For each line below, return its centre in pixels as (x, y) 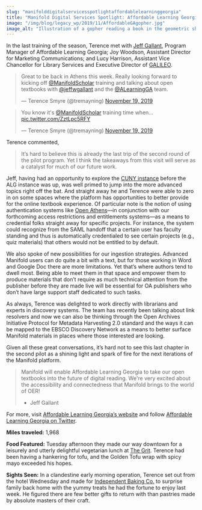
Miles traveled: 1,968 (33, 432)
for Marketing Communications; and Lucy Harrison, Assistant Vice (88, 58)
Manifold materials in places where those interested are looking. (86, 336)
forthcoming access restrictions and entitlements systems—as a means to (98, 217)
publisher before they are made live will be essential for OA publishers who (99, 286)
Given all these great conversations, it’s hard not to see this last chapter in (98, 348)
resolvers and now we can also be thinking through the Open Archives (93, 317)
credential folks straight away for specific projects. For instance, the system (100, 223)
